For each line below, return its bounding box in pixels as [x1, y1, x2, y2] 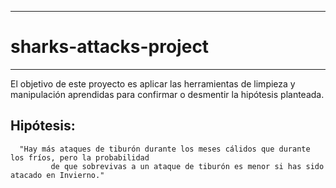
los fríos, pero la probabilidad [10, 152, 150, 163]
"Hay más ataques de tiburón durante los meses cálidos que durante [19, 144, 311, 154]
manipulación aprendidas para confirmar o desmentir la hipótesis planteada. [10, 88, 325, 100]
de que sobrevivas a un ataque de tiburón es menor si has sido [50, 161, 325, 171]
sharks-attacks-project [10, 36, 210, 58]
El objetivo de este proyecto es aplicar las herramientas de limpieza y [10, 77, 296, 90]
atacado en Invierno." [10, 170, 105, 180]
